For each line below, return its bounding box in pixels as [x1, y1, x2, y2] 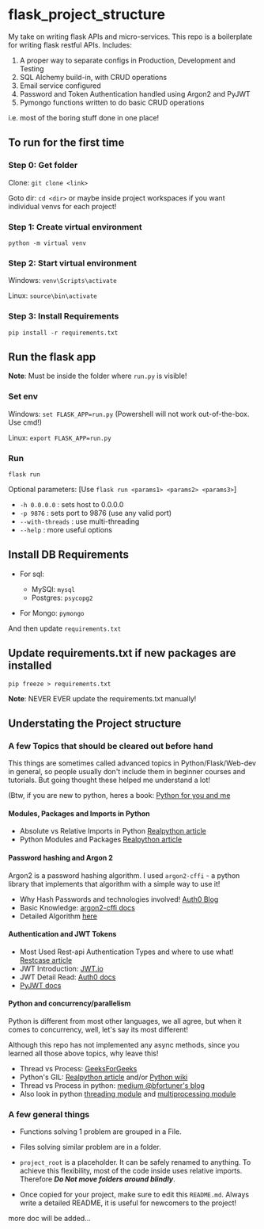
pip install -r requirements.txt [8, 329, 119, 337]
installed [8, 659, 52, 673]
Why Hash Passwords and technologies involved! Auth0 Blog [19, 894, 219, 904]
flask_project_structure [8, 6, 166, 24]
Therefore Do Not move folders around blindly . [19, 1174, 175, 1184]
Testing [19, 63, 45, 73]
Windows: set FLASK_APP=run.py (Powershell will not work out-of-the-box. [8, 409, 250, 418]
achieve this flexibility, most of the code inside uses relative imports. [19, 1166, 243, 1176]
